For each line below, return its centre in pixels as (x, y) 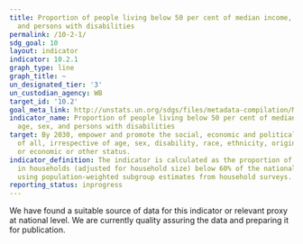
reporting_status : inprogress (66, 185)
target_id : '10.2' (44, 101)
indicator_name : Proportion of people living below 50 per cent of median (153, 118)
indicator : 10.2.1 (44, 59)
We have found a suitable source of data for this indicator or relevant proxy (149, 211)
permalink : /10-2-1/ (48, 34)
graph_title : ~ (38, 77)
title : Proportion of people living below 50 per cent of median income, (151, 18)
